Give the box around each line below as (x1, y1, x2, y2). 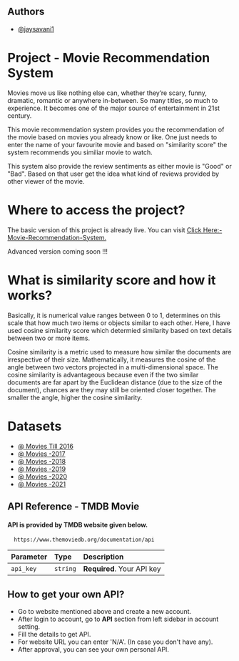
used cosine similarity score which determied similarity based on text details (7, 326, 232, 334)
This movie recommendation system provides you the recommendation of (7, 125, 225, 134)
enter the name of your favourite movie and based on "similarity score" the (7, 140, 228, 149)
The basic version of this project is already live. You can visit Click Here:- (7, 225, 223, 234)
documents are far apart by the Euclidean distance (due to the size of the (7, 378, 223, 387)
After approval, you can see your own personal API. (17, 645, 170, 653)
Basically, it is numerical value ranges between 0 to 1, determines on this (7, 311, 221, 319)
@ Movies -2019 (17, 464, 66, 473)
